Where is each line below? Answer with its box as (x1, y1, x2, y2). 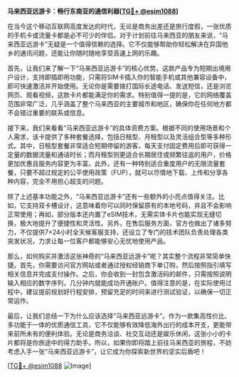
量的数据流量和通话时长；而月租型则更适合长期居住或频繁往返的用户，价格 (13, 150, 232, 159)
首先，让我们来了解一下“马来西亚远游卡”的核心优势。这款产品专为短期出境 (7, 64, 225, 72)
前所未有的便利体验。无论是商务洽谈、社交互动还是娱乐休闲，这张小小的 (13, 329, 225, 338)
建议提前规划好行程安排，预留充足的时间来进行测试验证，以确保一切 (26, 288, 225, 296)
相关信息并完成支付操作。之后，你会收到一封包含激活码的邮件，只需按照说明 (7, 270, 232, 278)
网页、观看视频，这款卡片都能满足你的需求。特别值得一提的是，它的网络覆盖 (7, 91, 232, 99)
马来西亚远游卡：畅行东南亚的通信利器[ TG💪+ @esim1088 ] (7, 7, 179, 15)
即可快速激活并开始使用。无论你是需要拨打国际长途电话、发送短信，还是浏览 (7, 82, 232, 90)
